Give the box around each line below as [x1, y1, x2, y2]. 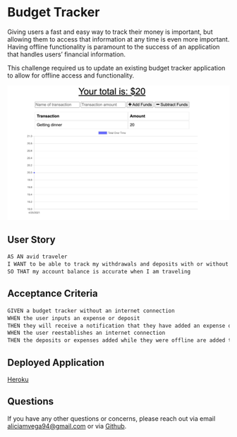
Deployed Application [7, 357, 104, 369]
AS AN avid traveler [7, 253, 68, 261]
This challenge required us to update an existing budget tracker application [7, 63, 226, 72]
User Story [7, 233, 56, 245]
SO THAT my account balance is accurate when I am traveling [7, 269, 191, 276]
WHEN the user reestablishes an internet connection [7, 329, 166, 337]
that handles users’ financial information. [7, 50, 126, 59]
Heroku [7, 375, 29, 384]
